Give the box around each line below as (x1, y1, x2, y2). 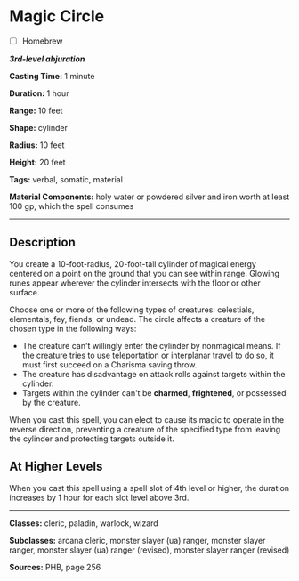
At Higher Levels (9, 459, 103, 474)
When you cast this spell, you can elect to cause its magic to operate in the (9, 414, 285, 424)
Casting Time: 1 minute (9, 71, 95, 81)
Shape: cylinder (9, 123, 69, 133)
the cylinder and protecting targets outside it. (9, 433, 175, 444)
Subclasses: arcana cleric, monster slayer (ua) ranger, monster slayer (9, 535, 266, 545)
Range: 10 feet (9, 105, 63, 116)
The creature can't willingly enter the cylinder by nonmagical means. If (21, 340, 281, 351)
